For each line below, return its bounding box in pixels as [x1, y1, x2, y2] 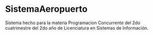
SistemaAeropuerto [5, 3, 88, 15]
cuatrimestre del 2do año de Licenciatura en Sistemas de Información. [5, 25, 149, 31]
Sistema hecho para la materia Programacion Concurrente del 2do [5, 20, 141, 26]
